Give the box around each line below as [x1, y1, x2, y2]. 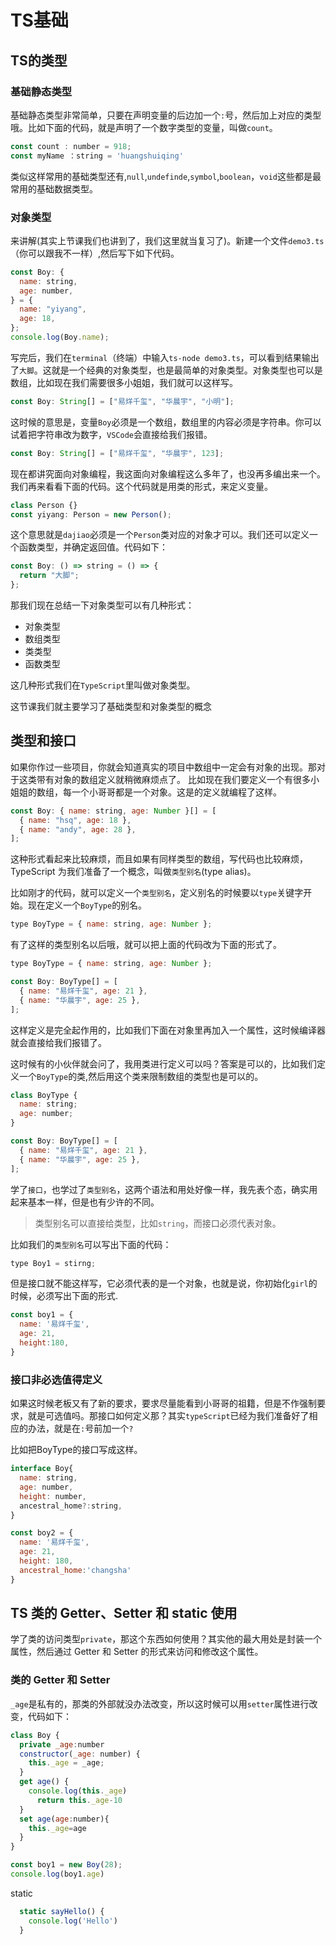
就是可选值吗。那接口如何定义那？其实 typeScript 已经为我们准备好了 [27, 1410, 310, 1422]
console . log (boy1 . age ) [10, 1869, 105, 1880]
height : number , [19, 1491, 87, 1501]
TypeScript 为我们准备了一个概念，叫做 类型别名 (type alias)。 [10, 866, 257, 878]
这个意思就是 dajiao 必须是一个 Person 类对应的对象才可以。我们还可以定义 [10, 529, 310, 541]
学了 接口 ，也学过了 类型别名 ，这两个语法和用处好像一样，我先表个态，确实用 [10, 1183, 318, 1195]
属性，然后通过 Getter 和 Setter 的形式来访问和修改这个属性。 [10, 1646, 264, 1658]
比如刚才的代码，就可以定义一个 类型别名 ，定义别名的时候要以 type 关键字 [10, 887, 304, 899]
